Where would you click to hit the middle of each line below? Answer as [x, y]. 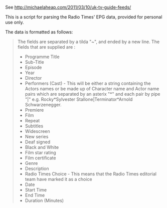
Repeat [32, 121]
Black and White [42, 147]
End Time [35, 195]
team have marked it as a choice [58, 179]
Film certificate [40, 158]
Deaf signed [38, 142]
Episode [33, 67]
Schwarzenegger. [43, 105]
